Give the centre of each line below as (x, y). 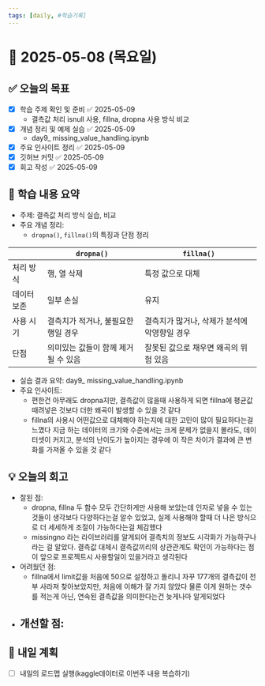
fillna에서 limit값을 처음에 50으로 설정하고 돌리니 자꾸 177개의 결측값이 (140, 576)
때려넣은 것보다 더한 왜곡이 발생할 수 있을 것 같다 (106, 410)
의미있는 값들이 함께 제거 (90, 347)
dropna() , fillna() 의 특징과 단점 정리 (90, 235)
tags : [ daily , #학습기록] (47, 15)
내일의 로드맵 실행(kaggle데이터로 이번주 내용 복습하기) (105, 673)
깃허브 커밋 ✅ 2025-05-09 (62, 157)
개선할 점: (42, 623)
